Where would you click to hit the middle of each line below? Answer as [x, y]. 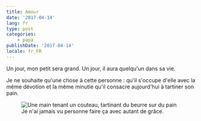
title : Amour [23, 12]
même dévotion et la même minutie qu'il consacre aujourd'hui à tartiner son [100, 87]
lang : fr [17, 23]
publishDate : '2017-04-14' [40, 46]
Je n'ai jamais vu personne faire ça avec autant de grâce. [93, 111]
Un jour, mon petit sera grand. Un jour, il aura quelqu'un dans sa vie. [91, 68]
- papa [25, 40]
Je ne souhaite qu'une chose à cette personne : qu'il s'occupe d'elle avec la [101, 80]
